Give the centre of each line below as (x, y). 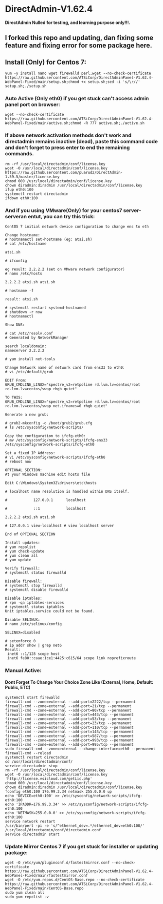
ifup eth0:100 (19, 189)
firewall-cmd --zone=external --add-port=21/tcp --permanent (68, 706)
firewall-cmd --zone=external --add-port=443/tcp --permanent (69, 715)
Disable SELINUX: (23, 620)
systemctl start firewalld (32, 698)
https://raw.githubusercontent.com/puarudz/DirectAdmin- (64, 172)
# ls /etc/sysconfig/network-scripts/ (44, 428)
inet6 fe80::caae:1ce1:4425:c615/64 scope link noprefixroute (72, 658)
